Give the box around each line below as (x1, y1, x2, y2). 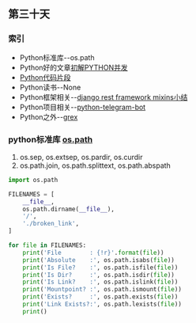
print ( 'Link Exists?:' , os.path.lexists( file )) (22, 300, 182, 309)
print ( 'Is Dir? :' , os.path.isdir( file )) (22, 271, 175, 279)
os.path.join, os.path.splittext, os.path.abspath (19, 161, 171, 170)
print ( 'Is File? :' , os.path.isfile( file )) (22, 264, 179, 272)
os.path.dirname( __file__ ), (22, 205, 115, 213)
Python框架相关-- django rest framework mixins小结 (19, 92, 188, 101)
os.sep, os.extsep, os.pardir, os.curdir (19, 152, 143, 161)
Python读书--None (19, 82, 81, 92)
